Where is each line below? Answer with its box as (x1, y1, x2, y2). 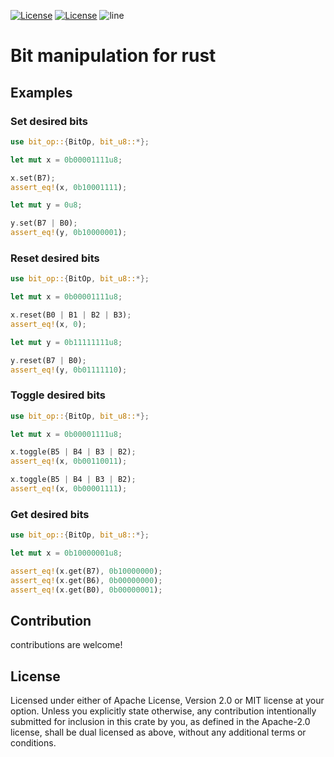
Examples (10, 84, 73, 101)
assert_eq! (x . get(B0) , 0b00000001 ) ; (10, 585, 163, 595)
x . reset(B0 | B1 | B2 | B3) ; (10, 310, 132, 320)
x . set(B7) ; (10, 173, 56, 183)
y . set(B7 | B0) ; (10, 218, 78, 229)
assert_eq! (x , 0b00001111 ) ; (10, 484, 128, 494)
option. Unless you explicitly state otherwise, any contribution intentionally (10, 705, 317, 717)
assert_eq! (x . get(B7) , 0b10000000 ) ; (10, 566, 163, 577)
